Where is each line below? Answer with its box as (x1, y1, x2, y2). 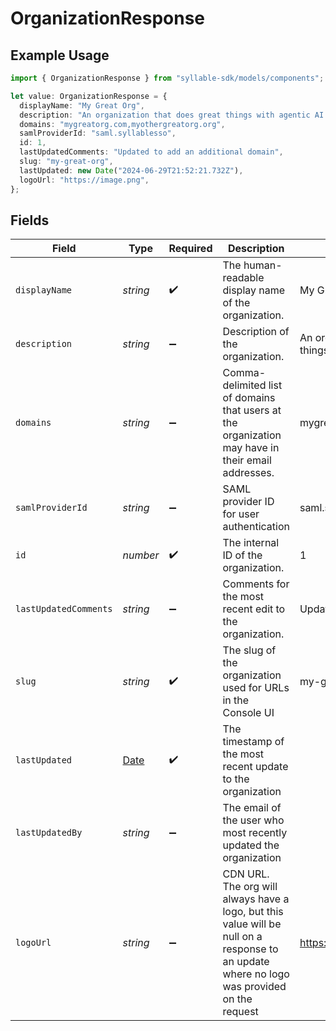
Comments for (222, 577, 290, 591)
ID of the (222, 548, 263, 562)
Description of (222, 325, 290, 339)
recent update (222, 760, 289, 774)
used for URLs (222, 681, 290, 695)
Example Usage (10, 47, 110, 64)
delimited (222, 378, 267, 392)
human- (243, 258, 283, 272)
